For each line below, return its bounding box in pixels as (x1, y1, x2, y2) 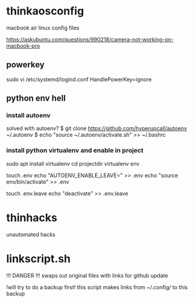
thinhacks (6, 211, 57, 224)
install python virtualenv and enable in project (6, 146, 143, 155)
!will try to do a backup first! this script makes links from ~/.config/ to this (6, 283, 188, 290)
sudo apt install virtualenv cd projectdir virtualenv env (6, 160, 140, 167)
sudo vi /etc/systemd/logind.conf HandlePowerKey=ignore (6, 75, 152, 83)
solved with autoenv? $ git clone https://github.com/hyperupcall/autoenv (6, 125, 187, 132)
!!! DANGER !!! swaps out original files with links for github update (6, 272, 169, 279)
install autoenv (6, 111, 51, 120)
